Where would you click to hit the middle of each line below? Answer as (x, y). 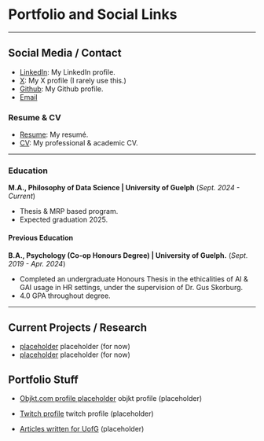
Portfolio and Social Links (93, 15)
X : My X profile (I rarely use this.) (73, 80)
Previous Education (40, 237)
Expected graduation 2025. (64, 220)
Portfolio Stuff (43, 379)
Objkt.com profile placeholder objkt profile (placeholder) (111, 399)
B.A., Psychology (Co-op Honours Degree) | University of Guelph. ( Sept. (128, 255)
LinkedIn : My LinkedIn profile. (67, 72)
